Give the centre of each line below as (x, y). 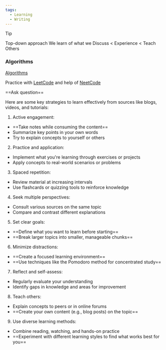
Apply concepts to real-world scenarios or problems (67, 162)
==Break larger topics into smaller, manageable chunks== (73, 237)
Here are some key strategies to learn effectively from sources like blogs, (81, 102)
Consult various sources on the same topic (57, 206)
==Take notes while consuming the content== (60, 127)
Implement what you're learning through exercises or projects (76, 157)
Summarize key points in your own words (55, 132)
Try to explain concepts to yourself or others (59, 137)
